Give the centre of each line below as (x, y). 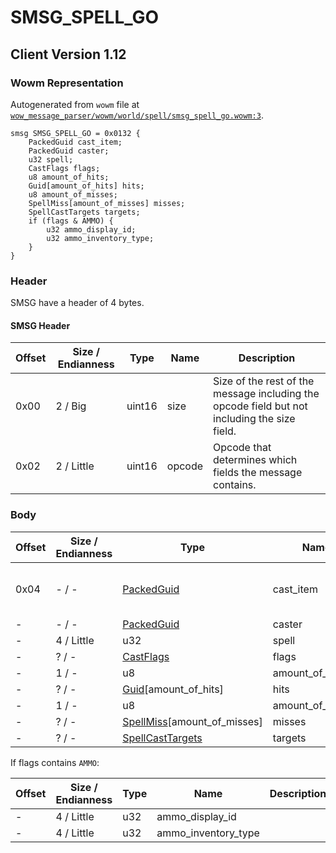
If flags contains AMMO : (55, 762)
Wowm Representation (67, 83)
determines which (255, 460)
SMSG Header (40, 325)
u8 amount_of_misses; (73, 194)
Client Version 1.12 (68, 54)
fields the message (258, 473)
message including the (266, 394)
